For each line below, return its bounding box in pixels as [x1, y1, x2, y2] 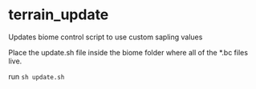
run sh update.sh [8, 71, 65, 81]
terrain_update [8, 6, 109, 24]
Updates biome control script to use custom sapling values [8, 32, 203, 42]
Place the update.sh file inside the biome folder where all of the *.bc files [8, 47, 249, 57]
